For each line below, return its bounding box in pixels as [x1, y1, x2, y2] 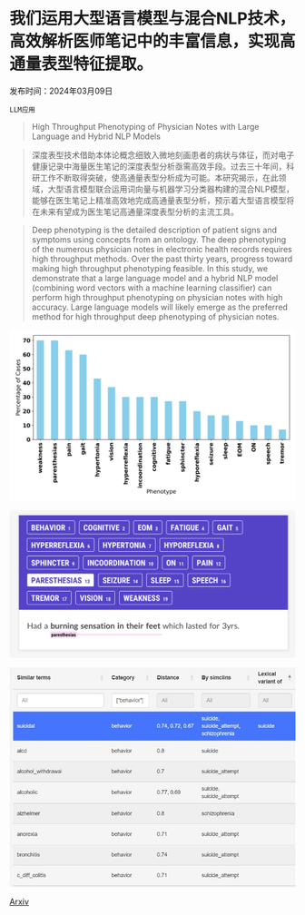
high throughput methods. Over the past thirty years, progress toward [31, 253, 293, 264]
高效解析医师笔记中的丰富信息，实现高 [9, 31, 297, 52]
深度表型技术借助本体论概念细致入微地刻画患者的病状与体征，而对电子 [31, 149, 295, 160]
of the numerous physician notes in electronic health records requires [31, 243, 292, 254]
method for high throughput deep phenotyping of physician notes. [31, 310, 280, 322]
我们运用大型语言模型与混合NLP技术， [9, 8, 296, 29]
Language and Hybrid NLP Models [31, 131, 162, 142]
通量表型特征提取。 [9, 54, 153, 74]
